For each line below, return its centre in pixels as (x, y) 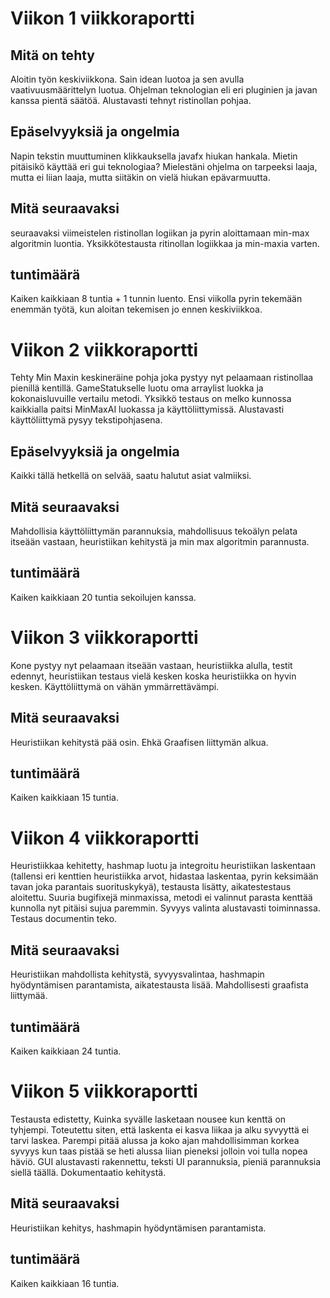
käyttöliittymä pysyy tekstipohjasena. (86, 420)
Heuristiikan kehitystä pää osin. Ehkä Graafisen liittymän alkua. (139, 742)
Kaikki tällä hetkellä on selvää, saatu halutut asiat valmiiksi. (131, 476)
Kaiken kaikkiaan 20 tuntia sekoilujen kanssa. (103, 597)
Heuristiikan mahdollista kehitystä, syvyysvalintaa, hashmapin (137, 974)
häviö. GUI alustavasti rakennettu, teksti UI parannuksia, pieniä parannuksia (166, 1161)
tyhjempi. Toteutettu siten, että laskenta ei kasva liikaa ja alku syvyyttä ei (160, 1129)
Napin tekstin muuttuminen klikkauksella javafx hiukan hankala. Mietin (154, 156)
